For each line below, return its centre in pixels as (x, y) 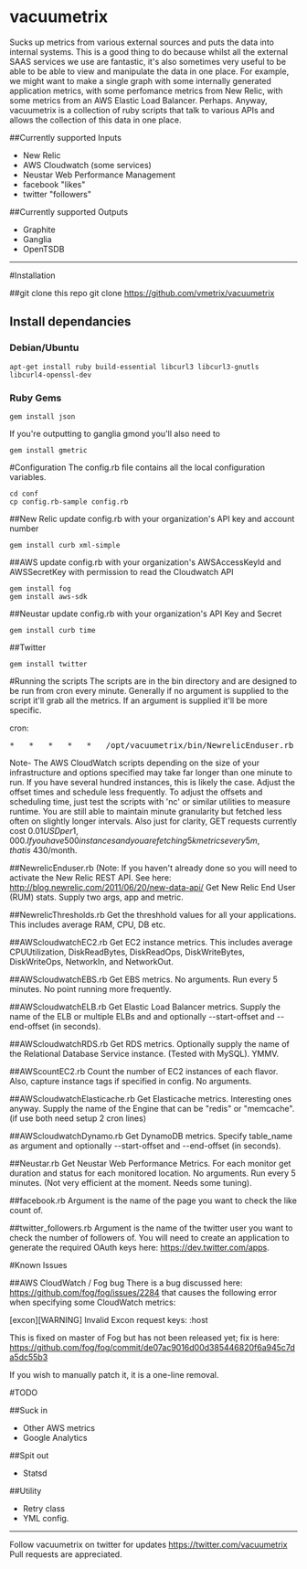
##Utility (26, 1490)
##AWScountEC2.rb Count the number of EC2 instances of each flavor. (144, 1071)
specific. (26, 710)
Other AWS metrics (59, 1427)
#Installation (33, 275)
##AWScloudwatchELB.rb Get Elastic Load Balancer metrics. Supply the (145, 1007)
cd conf (24, 494)
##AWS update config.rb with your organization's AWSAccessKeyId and (145, 562)
